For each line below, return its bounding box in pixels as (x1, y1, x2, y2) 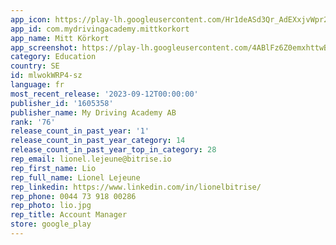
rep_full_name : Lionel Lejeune (10, 172, 141, 183)
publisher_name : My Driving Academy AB (10, 107, 177, 118)
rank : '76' (10, 117, 56, 127)
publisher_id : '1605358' (10, 98, 114, 108)
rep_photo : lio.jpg (10, 201, 92, 211)
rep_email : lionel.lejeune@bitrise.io (10, 154, 172, 164)
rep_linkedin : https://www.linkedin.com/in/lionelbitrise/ (10, 182, 262, 192)
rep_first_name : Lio (10, 163, 97, 173)
